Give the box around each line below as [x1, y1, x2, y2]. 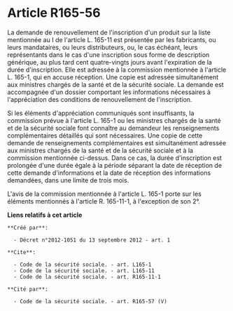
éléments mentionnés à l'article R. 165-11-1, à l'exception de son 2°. [7, 197, 201, 205]
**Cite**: [7, 249, 36, 256]
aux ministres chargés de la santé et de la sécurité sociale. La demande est [7, 80, 224, 88]
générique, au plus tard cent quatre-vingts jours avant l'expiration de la [7, 58, 212, 66]
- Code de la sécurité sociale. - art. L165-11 [13, 267, 155, 274]
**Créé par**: [7, 224, 49, 231]
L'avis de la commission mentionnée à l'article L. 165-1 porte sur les [7, 190, 202, 198]
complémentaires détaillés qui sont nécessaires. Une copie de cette [7, 131, 203, 140]
